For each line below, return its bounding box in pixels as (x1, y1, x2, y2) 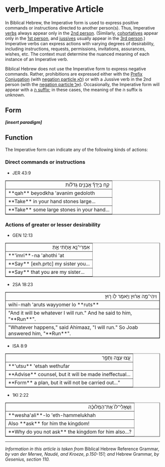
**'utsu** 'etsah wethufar (8, 363, 70, 370)
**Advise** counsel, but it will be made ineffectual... (8, 371, 131, 378)
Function (5, 134, 33, 142)
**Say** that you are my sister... (8, 269, 85, 276)
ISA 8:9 (12, 343, 27, 349)
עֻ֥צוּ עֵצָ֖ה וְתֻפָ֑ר (102, 354, 131, 361)
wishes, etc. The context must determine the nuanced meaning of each (5, 51, 150, 57)
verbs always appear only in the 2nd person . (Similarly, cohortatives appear (5, 30, 159, 36)
